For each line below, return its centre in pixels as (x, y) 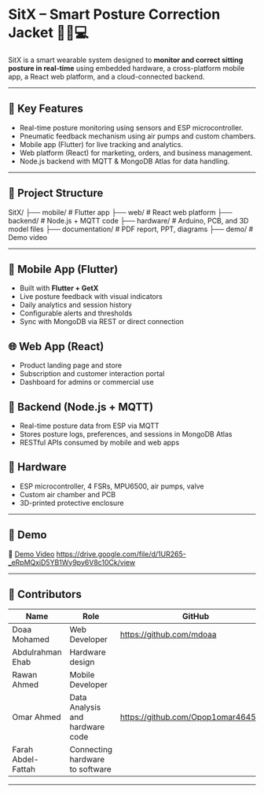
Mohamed (31, 640)
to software (90, 769)
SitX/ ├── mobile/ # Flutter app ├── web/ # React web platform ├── (120, 212)
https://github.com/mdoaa (168, 635)
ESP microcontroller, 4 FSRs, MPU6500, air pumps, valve (112, 486)
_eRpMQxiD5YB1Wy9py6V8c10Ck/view (72, 562)
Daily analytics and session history (75, 305)
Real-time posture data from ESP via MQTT (89, 426)
